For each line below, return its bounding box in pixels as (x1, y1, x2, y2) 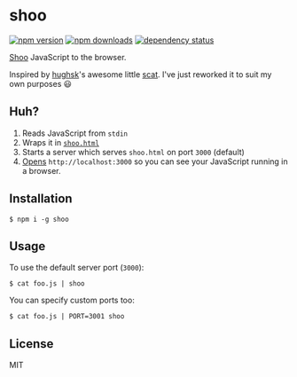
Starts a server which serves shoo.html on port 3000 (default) (21, 146, 246, 157)
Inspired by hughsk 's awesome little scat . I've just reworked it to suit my (9, 68, 272, 80)
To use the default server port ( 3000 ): (9, 263, 145, 273)
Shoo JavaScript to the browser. (9, 51, 127, 62)
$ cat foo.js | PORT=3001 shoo (9, 312, 125, 321)
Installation (9, 192, 73, 207)
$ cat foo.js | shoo (9, 279, 86, 288)
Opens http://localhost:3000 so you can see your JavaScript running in (21, 156, 288, 167)
